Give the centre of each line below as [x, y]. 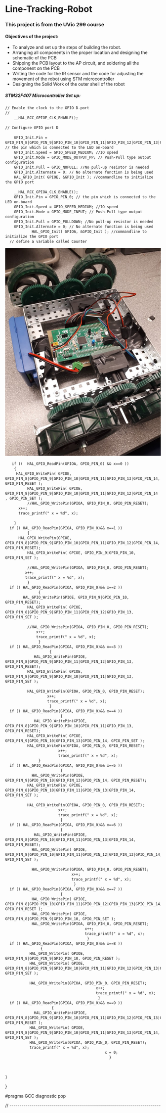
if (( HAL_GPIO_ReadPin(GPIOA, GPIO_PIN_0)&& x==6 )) [66, 825]
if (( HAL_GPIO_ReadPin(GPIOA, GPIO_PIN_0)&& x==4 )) [66, 711]
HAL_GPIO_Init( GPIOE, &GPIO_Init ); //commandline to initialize [84, 177]
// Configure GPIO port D [32, 128]
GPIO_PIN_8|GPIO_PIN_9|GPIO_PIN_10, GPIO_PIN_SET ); [61, 919]
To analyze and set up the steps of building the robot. [67, 47]
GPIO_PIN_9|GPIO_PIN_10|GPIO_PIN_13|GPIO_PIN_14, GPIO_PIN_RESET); [76, 781]
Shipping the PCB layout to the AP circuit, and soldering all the [76, 63]
